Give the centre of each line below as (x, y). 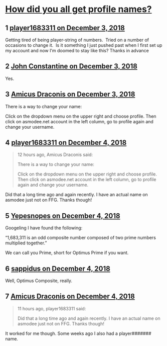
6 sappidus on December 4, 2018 (58, 268)
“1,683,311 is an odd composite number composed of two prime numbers (81, 238)
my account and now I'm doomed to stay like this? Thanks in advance (77, 51)
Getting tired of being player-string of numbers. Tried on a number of (77, 40)
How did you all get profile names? (78, 9)
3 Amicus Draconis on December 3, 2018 (70, 94)
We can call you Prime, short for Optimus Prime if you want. (67, 253)
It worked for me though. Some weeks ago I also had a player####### (78, 333)
